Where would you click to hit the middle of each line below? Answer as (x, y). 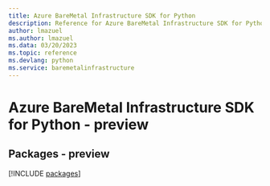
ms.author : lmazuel (41, 38)
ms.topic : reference (43, 53)
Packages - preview (59, 154)
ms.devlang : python (41, 61)
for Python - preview (78, 124)
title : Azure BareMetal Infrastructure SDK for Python (102, 16)
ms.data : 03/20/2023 (43, 46)
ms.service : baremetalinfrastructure (72, 68)
